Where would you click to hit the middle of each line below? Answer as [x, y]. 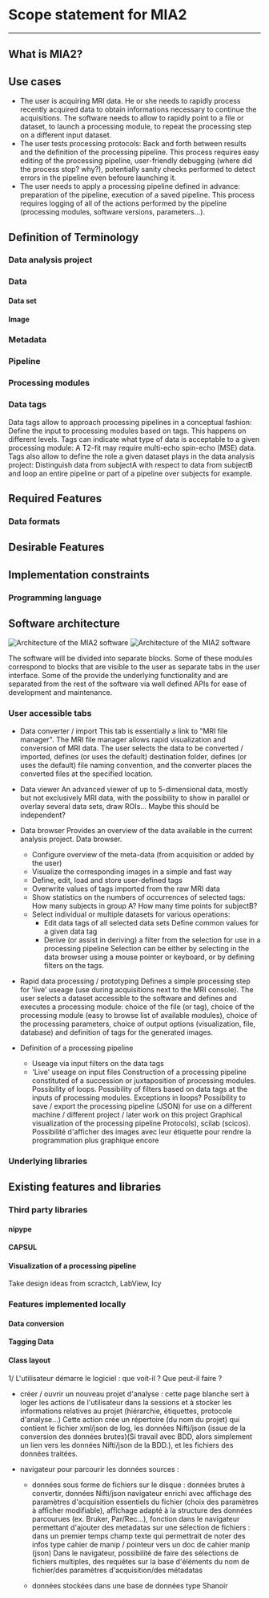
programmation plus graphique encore [95, 1140]
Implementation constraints [79, 575]
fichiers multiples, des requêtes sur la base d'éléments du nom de [141, 1561]
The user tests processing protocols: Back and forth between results [133, 144]
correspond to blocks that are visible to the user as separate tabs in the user [134, 667]
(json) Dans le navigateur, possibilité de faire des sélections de [135, 1553]
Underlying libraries [48, 1161]
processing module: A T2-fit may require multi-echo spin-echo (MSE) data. [132, 448]
